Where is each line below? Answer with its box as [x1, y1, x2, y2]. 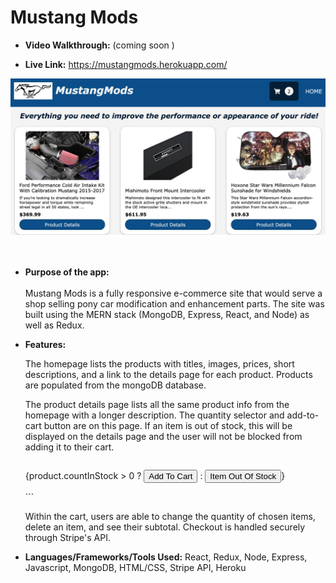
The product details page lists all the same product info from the [24, 398, 290, 410]
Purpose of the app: [24, 266, 110, 278]
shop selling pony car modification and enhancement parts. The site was [24, 297, 325, 310]
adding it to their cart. [24, 441, 115, 453]
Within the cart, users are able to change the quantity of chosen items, [24, 510, 316, 522]
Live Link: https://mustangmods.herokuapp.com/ [24, 58, 228, 70]
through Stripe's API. [24, 531, 111, 543]
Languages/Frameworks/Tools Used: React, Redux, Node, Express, [24, 551, 308, 563]
